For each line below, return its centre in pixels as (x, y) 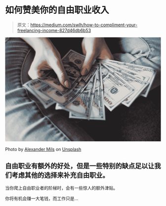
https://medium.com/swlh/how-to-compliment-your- (84, 25)
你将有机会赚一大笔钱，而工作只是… (42, 199)
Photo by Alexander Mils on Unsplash (43, 149)
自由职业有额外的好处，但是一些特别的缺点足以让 (80, 166)
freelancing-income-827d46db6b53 (54, 30)
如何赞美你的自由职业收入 (57, 10)
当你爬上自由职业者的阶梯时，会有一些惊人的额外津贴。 (61, 188)
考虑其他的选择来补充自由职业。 (60, 175)
